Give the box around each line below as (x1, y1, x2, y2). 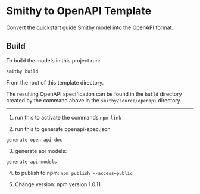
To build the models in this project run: (6, 57, 101, 64)
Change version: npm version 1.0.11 (14, 180, 101, 188)
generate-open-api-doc (6, 137, 62, 143)
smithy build (6, 68, 39, 74)
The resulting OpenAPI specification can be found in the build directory (6, 90, 183, 98)
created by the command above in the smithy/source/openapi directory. (6, 96, 182, 104)
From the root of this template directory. (6, 79, 104, 86)
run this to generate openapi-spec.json (14, 125, 111, 132)
